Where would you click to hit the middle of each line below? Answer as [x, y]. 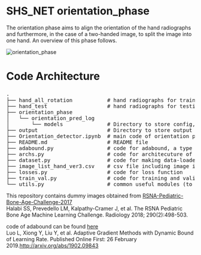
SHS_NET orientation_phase [78, 11]
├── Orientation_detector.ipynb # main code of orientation [98, 136]
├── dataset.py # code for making [84, 160]
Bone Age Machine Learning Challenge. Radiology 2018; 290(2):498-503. [97, 215]
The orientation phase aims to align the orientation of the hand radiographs [99, 28]
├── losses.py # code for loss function [95, 172]
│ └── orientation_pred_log [51, 118]
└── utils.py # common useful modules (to [99, 184]
